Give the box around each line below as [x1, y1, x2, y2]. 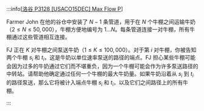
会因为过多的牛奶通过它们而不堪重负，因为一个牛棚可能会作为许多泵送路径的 [6, 62, 199, 70]
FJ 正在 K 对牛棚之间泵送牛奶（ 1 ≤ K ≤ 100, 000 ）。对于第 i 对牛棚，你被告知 [6, 46, 197, 53]
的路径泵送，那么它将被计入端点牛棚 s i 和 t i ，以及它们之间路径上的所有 [6, 78, 183, 87]
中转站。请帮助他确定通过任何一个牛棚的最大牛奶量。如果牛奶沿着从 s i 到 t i [6, 70, 194, 79]
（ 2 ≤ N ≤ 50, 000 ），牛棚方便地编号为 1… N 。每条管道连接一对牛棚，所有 [6, 26, 190, 33]
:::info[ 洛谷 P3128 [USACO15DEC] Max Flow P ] [6, 5, 124, 12]
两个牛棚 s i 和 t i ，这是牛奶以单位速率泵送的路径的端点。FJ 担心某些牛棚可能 [6, 54, 196, 62]
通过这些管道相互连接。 [11, 33, 71, 41]
